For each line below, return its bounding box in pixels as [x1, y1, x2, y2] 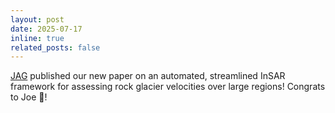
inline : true [10, 33, 65, 43]
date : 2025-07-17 [10, 24, 83, 34]
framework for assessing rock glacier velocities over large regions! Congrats [10, 81, 326, 93]
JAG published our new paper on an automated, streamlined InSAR [10, 70, 286, 82]
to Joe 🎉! [10, 91, 48, 103]
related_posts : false [10, 42, 101, 53]
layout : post [10, 14, 65, 25]
